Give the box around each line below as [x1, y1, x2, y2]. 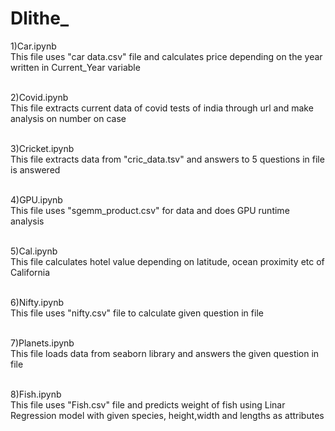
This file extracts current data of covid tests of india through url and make [10, 102, 314, 114]
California [10, 266, 51, 278]
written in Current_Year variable [10, 61, 141, 73]
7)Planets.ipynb [10, 337, 75, 349]
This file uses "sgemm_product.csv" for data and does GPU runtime [10, 204, 290, 216]
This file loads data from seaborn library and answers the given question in [10, 347, 320, 359]
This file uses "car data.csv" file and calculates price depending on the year [10, 50, 323, 62]
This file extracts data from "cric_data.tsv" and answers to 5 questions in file [10, 153, 325, 165]
